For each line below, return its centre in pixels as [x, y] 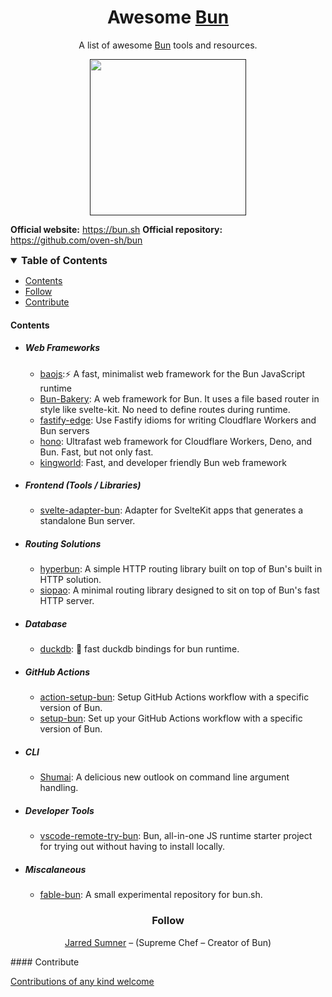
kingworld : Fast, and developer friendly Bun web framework [163, 462]
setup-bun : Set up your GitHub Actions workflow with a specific [171, 718]
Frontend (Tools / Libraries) [83, 485]
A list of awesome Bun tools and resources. [168, 45]
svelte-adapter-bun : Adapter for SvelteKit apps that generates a [171, 510]
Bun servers [64, 430]
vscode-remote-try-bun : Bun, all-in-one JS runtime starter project [176, 836]
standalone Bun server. [87, 521]
